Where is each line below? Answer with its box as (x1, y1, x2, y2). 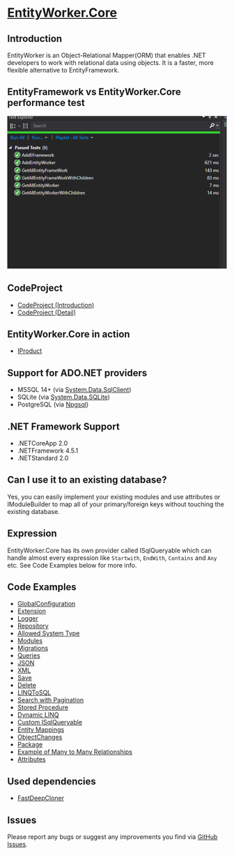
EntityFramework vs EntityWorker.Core (7, 86, 181, 98)
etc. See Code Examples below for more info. (7, 561, 137, 569)
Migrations (17, 644, 49, 653)
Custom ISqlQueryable (17, 718, 82, 727)
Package (17, 741, 43, 749)
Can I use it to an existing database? (7, 474, 167, 486)
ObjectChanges (17, 733, 63, 741)
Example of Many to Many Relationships (17, 748, 132, 756)
